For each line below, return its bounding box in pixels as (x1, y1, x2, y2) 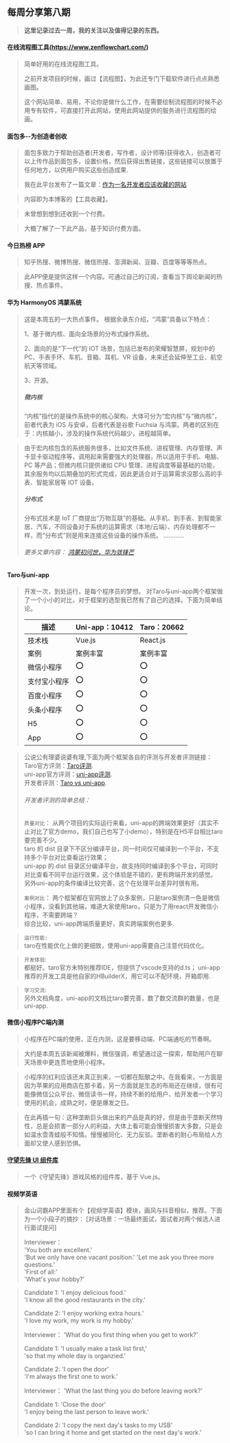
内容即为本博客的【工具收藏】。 (23, 195, 112, 203)
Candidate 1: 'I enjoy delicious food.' (23, 1289, 126, 1297)
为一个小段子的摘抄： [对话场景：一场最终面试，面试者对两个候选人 (23, 1215, 215, 1223)
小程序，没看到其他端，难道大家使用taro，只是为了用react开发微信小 (23, 902, 218, 911)
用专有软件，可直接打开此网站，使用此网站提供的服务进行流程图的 (23, 106, 211, 115)
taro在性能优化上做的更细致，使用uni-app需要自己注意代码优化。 (23, 941, 208, 949)
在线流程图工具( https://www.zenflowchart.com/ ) (7, 43, 149, 52)
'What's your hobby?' (23, 1275, 85, 1283)
